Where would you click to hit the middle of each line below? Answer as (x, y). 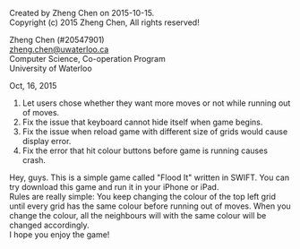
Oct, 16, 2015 (33, 86)
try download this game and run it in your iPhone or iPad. (114, 187)
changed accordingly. (49, 225)
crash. (34, 160)
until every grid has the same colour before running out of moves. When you (150, 206)
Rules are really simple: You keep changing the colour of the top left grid (142, 197)
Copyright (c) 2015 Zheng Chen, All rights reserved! (104, 22)
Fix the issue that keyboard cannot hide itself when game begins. (142, 122)
